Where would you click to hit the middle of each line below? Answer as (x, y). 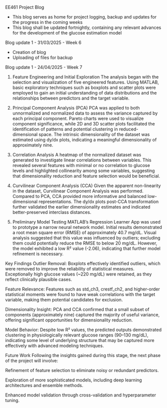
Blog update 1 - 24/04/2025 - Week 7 (44, 67)
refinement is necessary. (38, 254)
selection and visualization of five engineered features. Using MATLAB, (85, 82)
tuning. (12, 400)
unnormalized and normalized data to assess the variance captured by (85, 113)
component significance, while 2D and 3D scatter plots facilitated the (83, 124)
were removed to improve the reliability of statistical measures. (70, 269)
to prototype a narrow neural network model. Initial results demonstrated (87, 227)
